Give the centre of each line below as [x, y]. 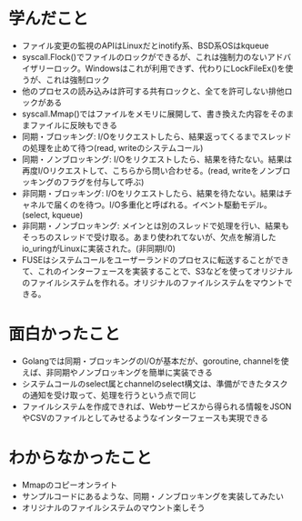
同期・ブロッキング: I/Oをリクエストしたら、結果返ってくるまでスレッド [156, 136]
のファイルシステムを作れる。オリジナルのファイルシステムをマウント [153, 282]
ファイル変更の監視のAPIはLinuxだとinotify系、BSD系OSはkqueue [145, 45]
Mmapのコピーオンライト [70, 485]
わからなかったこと [81, 458]
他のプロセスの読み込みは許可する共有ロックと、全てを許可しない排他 [153, 91]
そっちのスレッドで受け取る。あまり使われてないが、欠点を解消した [149, 236]
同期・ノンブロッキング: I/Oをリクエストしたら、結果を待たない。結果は [157, 159]
